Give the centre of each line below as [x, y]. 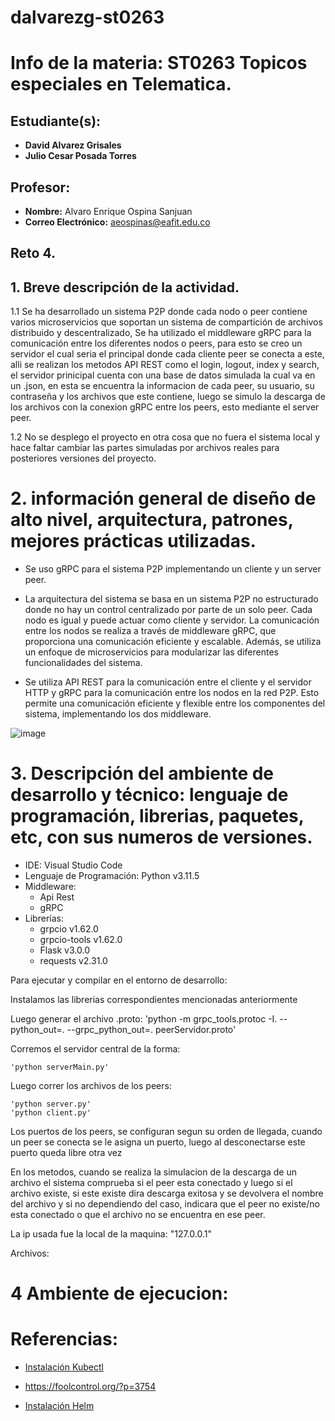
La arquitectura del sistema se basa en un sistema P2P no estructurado [171, 599]
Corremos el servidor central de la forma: [95, 1049]
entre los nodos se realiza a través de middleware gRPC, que [150, 631]
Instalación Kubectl [64, 1367]
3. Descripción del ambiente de [142, 773]
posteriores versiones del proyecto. [83, 458]
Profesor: [40, 187]
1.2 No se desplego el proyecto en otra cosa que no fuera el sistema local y [165, 437]
